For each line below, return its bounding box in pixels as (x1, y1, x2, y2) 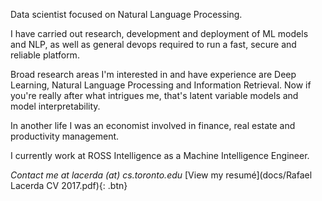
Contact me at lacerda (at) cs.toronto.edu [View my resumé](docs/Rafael (10, 169, 313, 181)
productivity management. (10, 130, 120, 142)
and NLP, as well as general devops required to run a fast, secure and (10, 39, 297, 50)
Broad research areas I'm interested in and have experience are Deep (10, 69, 297, 80)
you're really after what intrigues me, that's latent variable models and (10, 90, 299, 101)
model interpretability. (10, 100, 101, 112)
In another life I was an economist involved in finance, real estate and (10, 120, 296, 131)
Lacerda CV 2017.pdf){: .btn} (10, 180, 128, 191)
